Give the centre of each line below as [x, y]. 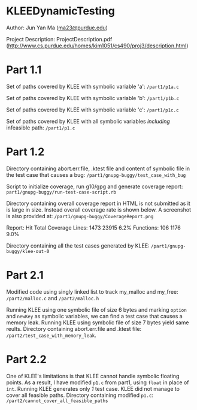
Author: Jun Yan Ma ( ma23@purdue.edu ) [57, 28]
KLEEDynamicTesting [61, 11]
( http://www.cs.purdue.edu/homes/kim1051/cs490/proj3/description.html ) [97, 46]
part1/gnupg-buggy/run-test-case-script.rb [61, 192]
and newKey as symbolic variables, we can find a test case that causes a [94, 316]
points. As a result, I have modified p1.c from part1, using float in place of [98, 382]
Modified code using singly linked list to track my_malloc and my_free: [92, 291]
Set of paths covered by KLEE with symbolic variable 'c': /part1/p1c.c [93, 110]
